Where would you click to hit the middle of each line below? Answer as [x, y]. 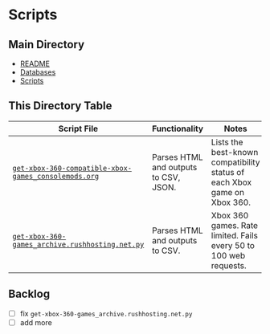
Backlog [29, 294]
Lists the [227, 142]
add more [36, 322]
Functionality [177, 128]
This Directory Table [60, 106]
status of [228, 172]
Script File [78, 128]
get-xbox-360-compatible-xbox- [72, 168]
